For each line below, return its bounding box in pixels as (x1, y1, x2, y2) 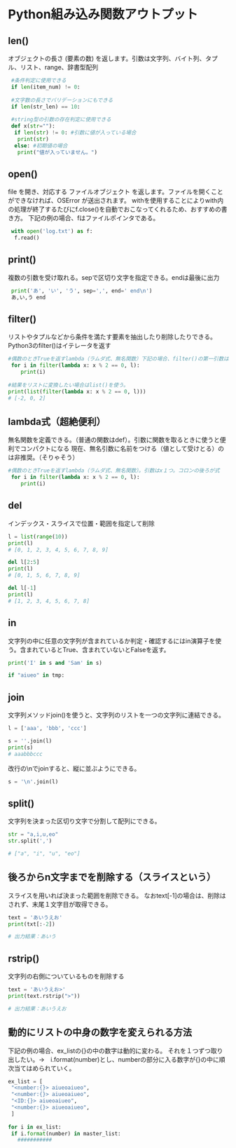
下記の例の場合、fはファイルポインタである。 (27, 214, 160, 222)
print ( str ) (17, 135, 50, 142)
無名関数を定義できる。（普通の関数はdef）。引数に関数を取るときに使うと (8, 435, 220, 444)
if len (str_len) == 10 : (11, 103, 81, 110)
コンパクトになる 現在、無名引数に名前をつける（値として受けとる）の (20, 445, 225, 453)
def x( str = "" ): (11, 123, 55, 130)
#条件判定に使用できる (11, 77, 67, 84)
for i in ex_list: (8, 1123, 62, 1130)
